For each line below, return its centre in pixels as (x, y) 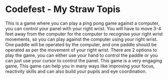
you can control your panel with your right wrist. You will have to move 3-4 (83, 28)
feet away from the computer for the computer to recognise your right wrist (84, 34)
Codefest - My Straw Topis (63, 9)
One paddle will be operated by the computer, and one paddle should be (81, 44)
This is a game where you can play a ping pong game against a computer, (82, 23)
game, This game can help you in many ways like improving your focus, (80, 66)
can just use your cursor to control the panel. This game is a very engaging (84, 60)
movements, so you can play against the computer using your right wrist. (82, 39)
